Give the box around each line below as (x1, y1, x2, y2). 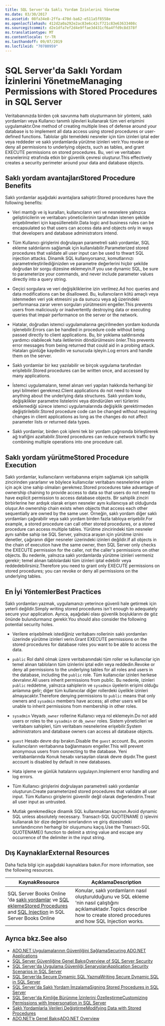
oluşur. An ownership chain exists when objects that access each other (5, 505, 148, 512)
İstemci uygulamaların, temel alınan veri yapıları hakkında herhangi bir (12, 382, 154, 389)
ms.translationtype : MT (5, 30, 54, 35)
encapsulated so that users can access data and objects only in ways (12, 225, 153, 231)
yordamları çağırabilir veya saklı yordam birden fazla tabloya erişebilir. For (5, 516, 153, 522)
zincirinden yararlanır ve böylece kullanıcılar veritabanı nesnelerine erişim (5, 479, 154, 485)
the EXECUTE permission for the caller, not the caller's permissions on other (5, 547, 160, 553)
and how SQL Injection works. (75, 918, 144, 925)
